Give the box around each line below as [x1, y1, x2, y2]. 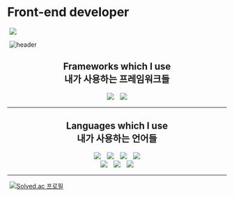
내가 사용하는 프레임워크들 [64, 73, 170, 85]
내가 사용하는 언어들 [77, 133, 157, 145]
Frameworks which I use [63, 61, 171, 73]
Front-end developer [7, 4, 130, 20]
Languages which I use [65, 120, 169, 132]
